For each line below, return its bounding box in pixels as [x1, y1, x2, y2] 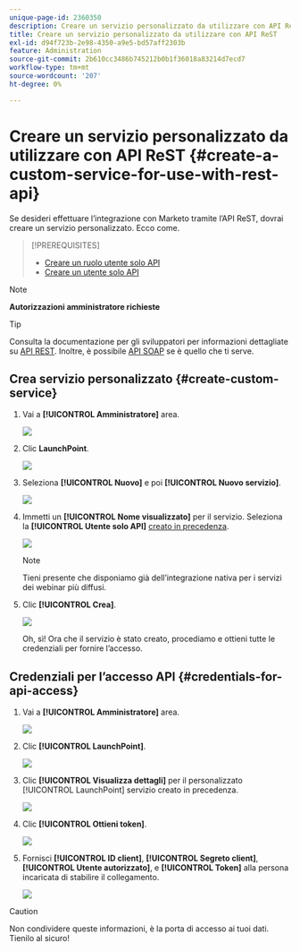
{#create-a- [188, 145, 279, 166]
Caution [9, 906, 38, 917]
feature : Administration [9, 47, 102, 56]
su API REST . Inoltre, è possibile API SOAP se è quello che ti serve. [9, 346, 254, 356]
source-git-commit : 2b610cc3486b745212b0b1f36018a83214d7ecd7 [9, 55, 246, 64]
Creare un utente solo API [44, 266, 140, 278]
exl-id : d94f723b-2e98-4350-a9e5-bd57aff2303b [9, 38, 186, 47]
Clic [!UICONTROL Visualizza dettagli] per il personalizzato [21, 775, 243, 786]
